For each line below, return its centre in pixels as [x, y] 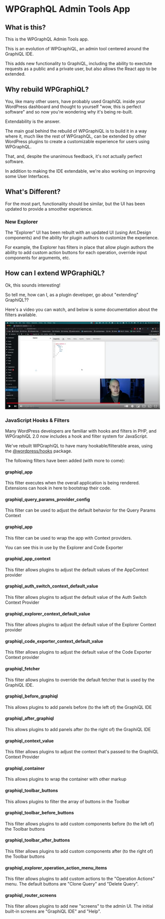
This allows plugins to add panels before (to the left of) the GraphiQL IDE [79, 707]
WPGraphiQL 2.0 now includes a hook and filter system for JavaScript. [77, 436]
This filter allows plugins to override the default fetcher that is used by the [80, 680]
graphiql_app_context [28, 559]
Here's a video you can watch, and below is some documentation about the [82, 309]
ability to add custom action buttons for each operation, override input [76, 252]
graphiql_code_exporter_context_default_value [54, 641]
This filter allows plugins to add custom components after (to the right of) [79, 851]
